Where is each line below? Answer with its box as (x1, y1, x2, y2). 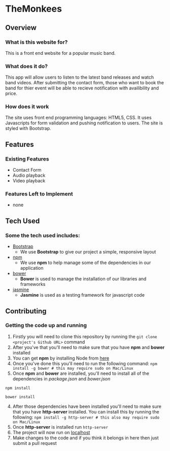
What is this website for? (5, 39, 68, 46)
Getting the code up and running (5, 322, 87, 329)
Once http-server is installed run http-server (12, 424, 108, 430)
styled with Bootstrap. (5, 125, 51, 132)
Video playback (12, 178, 46, 184)
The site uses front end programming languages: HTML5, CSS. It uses (5, 115, 152, 121)
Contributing (5, 307, 47, 315)
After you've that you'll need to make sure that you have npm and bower (12, 344, 165, 350)
